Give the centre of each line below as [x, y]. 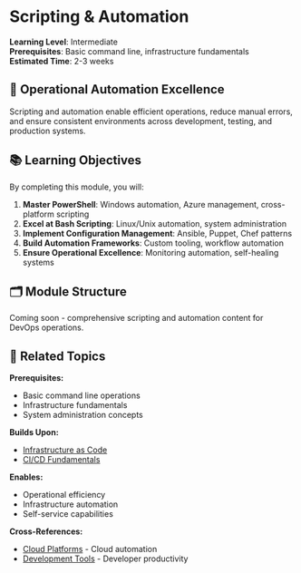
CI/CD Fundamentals [61, 460]
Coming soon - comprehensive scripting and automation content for [136, 318]
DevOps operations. [47, 327]
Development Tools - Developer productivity [105, 558]
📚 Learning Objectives [76, 160]
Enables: [26, 477]
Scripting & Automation [99, 17]
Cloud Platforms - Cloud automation [90, 549]
